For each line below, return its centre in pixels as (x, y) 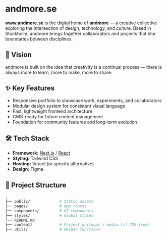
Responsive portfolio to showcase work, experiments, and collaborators (87, 100)
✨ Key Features (30, 88)
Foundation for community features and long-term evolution (75, 122)
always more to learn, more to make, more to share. (59, 72)
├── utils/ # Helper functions (53, 230)
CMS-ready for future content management (58, 116)
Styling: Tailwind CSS (35, 158)
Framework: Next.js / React (41, 153)
